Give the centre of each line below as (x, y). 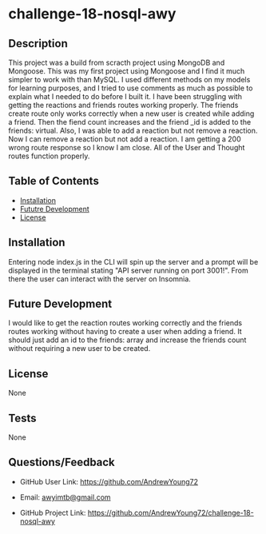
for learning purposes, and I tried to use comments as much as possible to (131, 88)
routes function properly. (49, 156)
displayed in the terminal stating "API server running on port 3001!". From (129, 270)
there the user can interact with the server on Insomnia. (100, 279)
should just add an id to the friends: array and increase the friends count (127, 340)
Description (38, 44)
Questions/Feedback (62, 462)
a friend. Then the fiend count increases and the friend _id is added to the (130, 122)
